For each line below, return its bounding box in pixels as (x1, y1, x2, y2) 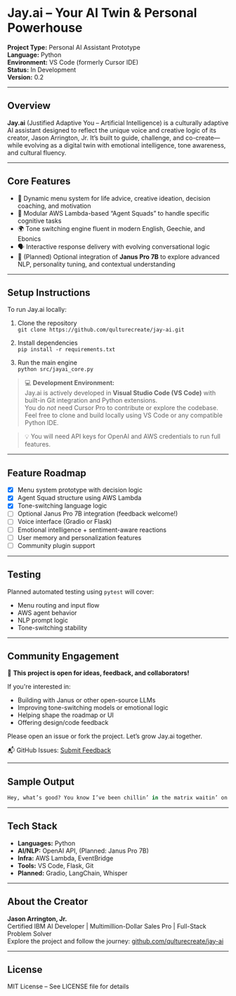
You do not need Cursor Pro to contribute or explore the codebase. (24, 404, 219, 412)
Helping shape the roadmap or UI (17, 711, 114, 719)
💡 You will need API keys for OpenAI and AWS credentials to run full (24, 432, 221, 440)
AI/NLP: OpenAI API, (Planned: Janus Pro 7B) (17, 846, 150, 855)
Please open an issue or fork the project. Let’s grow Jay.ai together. (7, 732, 202, 740)
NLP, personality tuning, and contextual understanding (17, 260, 176, 268)
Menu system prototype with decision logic (17, 486, 143, 494)
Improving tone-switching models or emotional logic (17, 704, 169, 712)
